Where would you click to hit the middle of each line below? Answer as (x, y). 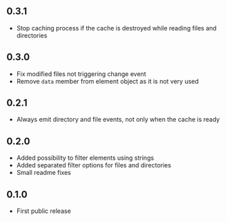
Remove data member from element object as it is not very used (108, 81)
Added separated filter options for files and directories (94, 165)
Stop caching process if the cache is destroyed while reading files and (116, 28)
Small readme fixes (44, 173)
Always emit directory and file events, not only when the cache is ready (118, 120)
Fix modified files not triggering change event (81, 74)
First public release (44, 211)
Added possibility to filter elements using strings (85, 158)
